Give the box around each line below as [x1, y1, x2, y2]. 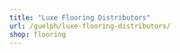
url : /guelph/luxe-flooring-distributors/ [9, 22, 171, 31]
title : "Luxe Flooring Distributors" [9, 13, 151, 22]
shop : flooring [9, 30, 67, 39]
